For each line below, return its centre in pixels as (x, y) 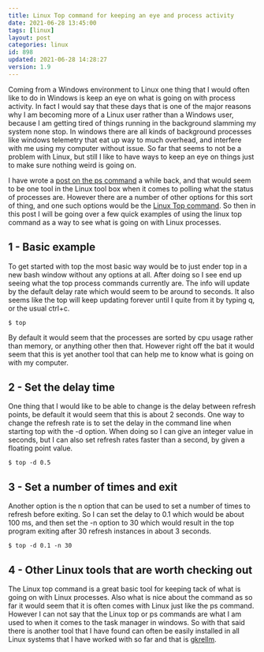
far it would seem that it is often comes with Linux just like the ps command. (131, 606)
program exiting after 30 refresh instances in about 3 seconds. (110, 531)
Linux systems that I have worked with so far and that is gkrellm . (112, 639)
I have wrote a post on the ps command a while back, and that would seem (130, 180)
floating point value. (41, 448)
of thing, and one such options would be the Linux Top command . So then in (132, 205)
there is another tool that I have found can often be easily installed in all (124, 631)
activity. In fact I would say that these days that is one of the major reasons (130, 106)
